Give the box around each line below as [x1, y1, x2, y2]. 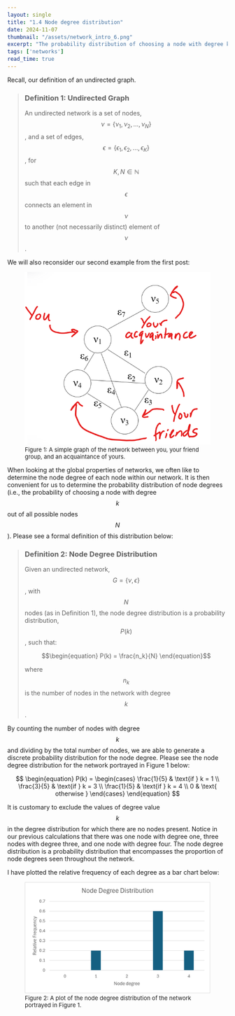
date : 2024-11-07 [7, 26, 58, 33]
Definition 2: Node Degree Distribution [24, 549, 157, 559]
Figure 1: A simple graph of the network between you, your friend [24, 445, 199, 453]
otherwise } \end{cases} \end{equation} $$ [55, 789, 180, 798]
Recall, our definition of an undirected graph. [7, 76, 136, 84]
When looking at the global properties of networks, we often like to [7, 465, 199, 474]
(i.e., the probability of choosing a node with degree [7, 488, 157, 496]
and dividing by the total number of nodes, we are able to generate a [7, 746, 205, 754]
